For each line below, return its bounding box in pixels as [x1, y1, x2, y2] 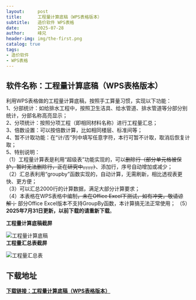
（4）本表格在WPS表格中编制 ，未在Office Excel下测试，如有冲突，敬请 [6, 193, 178, 200]
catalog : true [6, 42, 41, 47]
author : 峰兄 [6, 30, 47, 36]
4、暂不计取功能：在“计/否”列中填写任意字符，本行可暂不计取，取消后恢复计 [6, 134, 190, 141]
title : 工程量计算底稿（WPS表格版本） [6, 14, 102, 20]
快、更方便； [6, 178, 37, 185]
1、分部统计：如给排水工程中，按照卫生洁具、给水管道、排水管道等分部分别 [6, 105, 188, 112]
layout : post [6, 8, 49, 15]
